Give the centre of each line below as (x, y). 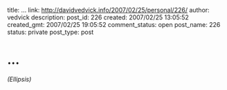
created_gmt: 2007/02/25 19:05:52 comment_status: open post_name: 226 (114, 25)
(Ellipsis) (19, 79)
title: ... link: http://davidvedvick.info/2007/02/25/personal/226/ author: (108, 10)
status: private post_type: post (51, 32)
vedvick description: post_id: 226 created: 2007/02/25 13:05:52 (98, 17)
